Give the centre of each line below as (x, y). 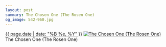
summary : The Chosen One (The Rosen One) (50, 15)
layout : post (19, 10)
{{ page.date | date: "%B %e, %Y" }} (44, 34)
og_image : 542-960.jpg (29, 19)
